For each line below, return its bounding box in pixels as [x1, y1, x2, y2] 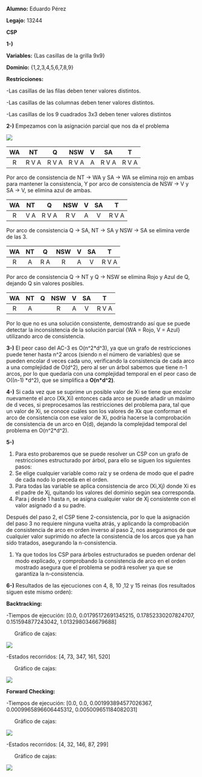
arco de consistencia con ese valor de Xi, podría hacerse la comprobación [6, 414, 191, 421]
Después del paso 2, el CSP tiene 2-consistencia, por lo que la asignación [6, 514, 190, 520]
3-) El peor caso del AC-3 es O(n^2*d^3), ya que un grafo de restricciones [6, 344, 191, 352]
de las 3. [6, 233, 28, 240]
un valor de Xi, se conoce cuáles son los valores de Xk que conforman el [6, 408, 188, 415]
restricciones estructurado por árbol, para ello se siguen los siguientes [14, 457, 191, 464]
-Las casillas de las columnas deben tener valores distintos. [6, 99, 155, 106]
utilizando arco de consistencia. [6, 333, 86, 339]
